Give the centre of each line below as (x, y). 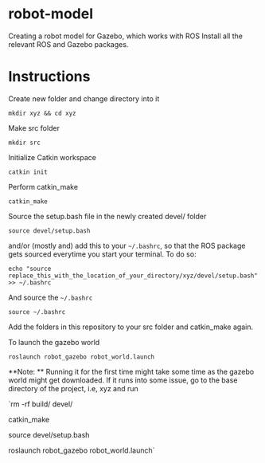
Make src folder (34, 128)
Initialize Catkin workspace (53, 157)
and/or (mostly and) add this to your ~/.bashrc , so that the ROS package (127, 245)
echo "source (30, 269)
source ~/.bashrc (37, 312)
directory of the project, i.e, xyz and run (74, 388)
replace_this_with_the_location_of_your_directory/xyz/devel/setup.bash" (133, 276)
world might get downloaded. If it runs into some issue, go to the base (123, 380)
